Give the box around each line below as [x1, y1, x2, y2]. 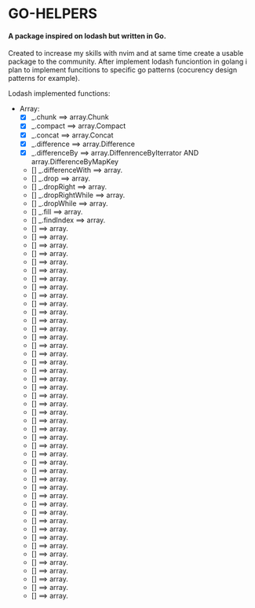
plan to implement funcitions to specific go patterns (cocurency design [8, 65, 238, 75]
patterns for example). [8, 74, 80, 83]
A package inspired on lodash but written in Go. [8, 31, 166, 40]
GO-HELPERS [8, 5, 98, 23]
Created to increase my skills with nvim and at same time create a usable [8, 49, 244, 58]
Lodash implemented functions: [8, 89, 111, 98]
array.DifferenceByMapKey [31, 156, 119, 166]
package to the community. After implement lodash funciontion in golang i [8, 57, 247, 67]
